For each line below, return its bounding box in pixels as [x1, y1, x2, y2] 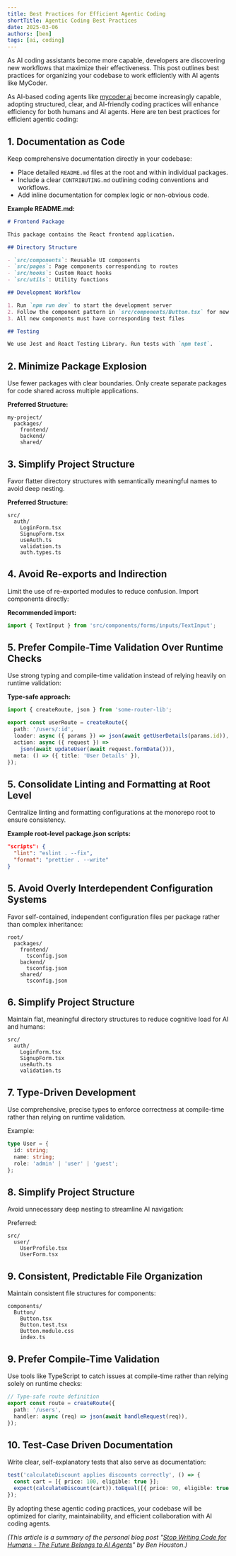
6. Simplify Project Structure [7, 996, 136, 1008]
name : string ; [13, 1153, 55, 1161]
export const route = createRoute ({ [7, 1399, 115, 1406]
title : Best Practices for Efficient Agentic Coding [7, 10, 166, 18]
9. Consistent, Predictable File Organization [7, 1270, 203, 1282]
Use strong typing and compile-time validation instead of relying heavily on [7, 671, 226, 680]
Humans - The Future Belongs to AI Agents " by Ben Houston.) [7, 1540, 188, 1549]
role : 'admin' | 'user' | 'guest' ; [13, 1160, 119, 1167]
